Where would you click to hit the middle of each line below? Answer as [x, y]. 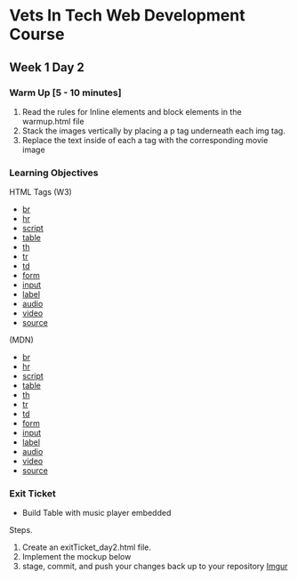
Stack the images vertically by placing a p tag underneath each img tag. [154, 131]
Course [37, 34]
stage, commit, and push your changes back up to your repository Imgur [155, 567]
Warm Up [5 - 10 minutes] [65, 93]
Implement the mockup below [76, 557]
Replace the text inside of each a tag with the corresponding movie [145, 140]
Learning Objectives [54, 173]
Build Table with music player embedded [96, 513]
